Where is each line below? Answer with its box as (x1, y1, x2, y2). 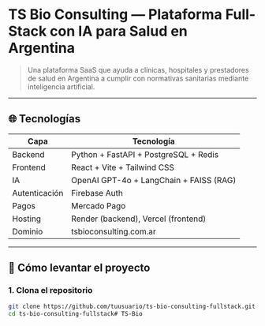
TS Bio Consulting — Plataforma (8, 6, 222, 24)
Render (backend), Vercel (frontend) (70, 213, 207, 224)
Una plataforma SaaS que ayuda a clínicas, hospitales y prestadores (27, 65, 250, 74)
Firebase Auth (70, 187, 124, 198)
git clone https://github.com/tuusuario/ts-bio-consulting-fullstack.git (8, 302, 256, 311)
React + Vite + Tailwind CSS (70, 162, 175, 173)
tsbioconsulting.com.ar (70, 226, 156, 237)
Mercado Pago (70, 200, 126, 211)
